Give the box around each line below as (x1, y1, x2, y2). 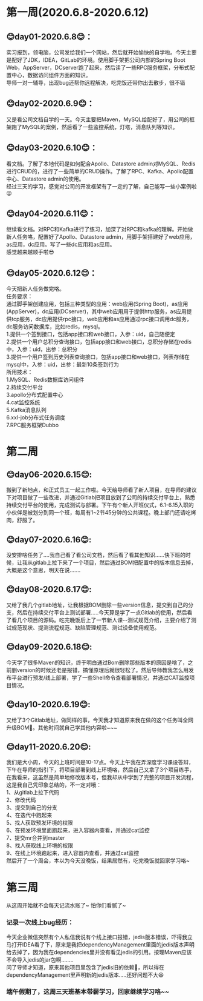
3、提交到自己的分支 (6, 804, 57, 811)
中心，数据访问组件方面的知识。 (11, 71, 91, 79)
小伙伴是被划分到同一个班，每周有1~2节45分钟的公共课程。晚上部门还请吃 (6, 509, 192, 516)
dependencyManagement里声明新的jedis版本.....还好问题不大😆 (6, 971, 164, 979)
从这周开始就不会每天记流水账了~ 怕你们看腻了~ (6, 902, 126, 909)
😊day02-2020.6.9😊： (6, 98, 95, 109)
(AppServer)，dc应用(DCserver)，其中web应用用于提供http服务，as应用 (6, 308, 187, 315)
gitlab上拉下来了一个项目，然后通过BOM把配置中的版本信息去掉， (32, 559, 196, 567)
